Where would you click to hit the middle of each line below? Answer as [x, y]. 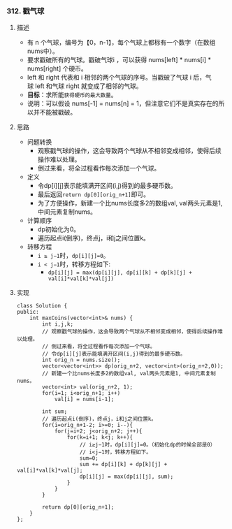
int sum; [55, 412]
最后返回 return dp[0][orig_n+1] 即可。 [93, 194]
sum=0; [89, 458]
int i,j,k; [58, 324]
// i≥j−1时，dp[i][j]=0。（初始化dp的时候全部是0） [147, 445]
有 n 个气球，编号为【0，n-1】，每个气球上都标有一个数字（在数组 [121, 43]
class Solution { [42, 306]
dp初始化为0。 [59, 229]
